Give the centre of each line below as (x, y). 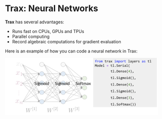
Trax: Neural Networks (52, 8)
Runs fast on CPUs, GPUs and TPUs (48, 31)
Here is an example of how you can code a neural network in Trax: (71, 51)
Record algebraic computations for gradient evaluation (66, 41)
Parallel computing (31, 36)
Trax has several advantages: (35, 22)
